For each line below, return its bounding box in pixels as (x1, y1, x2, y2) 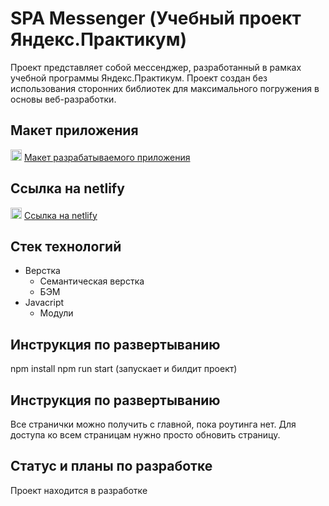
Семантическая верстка (39, 275, 145, 287)
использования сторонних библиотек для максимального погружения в (10, 82, 320, 94)
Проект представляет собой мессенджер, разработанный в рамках (10, 61, 302, 73)
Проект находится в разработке (10, 484, 148, 496)
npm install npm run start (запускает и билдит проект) (10, 363, 238, 375)
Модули (39, 307, 74, 319)
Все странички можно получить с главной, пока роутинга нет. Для (10, 418, 297, 430)
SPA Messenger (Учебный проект (10, 7, 302, 30)
